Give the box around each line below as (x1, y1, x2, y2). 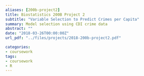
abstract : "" (5, 26, 33, 31)
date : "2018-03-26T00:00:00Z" (5, 31, 69, 36)
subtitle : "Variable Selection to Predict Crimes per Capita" (5, 17, 139, 22)
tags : (5, 54, 17, 59)
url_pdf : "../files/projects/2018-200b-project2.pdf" (5, 36, 122, 41)
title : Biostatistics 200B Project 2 (5, 12, 85, 17)
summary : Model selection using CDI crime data (5, 21, 108, 27)
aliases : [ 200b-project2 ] (5, 7, 60, 13)
